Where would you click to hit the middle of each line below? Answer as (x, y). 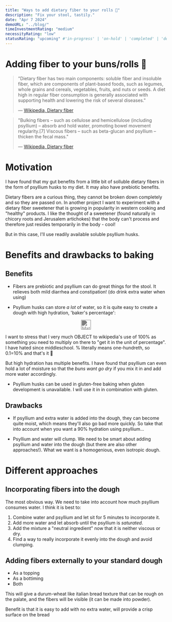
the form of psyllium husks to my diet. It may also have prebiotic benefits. (83, 187)
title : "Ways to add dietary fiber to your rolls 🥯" (63, 10)
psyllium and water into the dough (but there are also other (75, 444)
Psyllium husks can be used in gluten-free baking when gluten (79, 384)
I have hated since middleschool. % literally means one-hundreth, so (78, 347)
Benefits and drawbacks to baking (80, 255)
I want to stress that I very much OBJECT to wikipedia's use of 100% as (81, 337)
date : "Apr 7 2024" (26, 20)
